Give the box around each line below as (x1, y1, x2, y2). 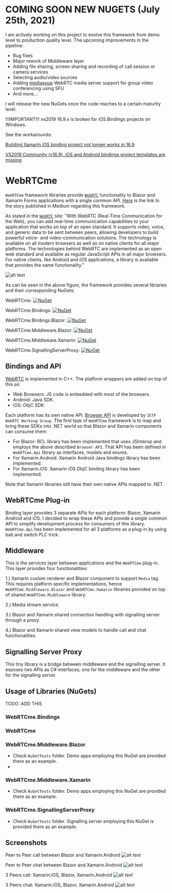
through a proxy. (5, 617, 40, 623)
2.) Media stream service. (5, 602, 60, 608)
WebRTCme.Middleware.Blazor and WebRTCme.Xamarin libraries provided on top (5, 586, 166, 592)
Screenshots (5, 839, 47, 847)
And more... (12, 90, 38, 97)
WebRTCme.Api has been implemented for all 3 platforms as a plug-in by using (5, 526, 167, 532)
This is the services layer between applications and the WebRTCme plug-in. (5, 560, 159, 566)
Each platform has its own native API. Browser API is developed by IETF (5, 412, 157, 418)
